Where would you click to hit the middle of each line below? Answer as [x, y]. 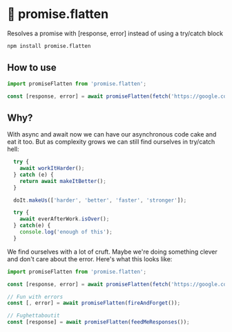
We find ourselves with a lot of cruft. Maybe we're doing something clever [112, 252]
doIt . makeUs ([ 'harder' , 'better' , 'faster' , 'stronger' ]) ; [100, 200]
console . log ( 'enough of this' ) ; [66, 232]
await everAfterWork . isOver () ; [65, 219]
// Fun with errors [35, 297]
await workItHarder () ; [52, 168]
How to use [32, 68]
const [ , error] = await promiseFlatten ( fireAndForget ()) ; [94, 303]
